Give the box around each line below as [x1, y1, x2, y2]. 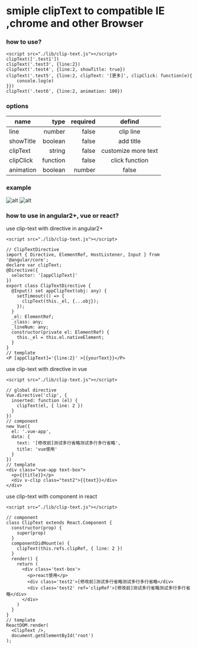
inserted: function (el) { [11, 397, 78, 404]
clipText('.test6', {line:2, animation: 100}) [6, 89, 123, 94]
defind [120, 117, 139, 125]
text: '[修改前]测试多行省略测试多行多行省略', [17, 440, 121, 446]
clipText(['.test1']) [6, 56, 60, 63]
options [6, 102, 29, 110]
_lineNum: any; [11, 324, 49, 330]
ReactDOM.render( [6, 622, 49, 628]
